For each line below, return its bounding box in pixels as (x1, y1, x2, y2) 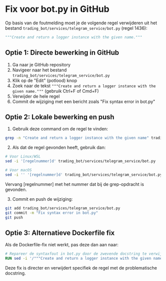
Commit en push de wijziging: (12, 196, 73, 202)
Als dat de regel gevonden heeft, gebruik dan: (12, 145, 106, 151)
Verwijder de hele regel (12, 93, 60, 99)
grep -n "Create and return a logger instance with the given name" (5, 135, 149, 141)
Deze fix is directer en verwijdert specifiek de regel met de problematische (5, 265, 157, 271)
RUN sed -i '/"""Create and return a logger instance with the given (5, 256, 152, 261)
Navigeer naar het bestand (12, 67, 67, 73)
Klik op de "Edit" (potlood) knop (12, 77, 78, 83)
